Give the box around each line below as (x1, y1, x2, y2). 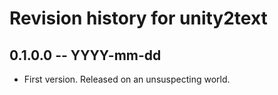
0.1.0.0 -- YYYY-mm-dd (9, 47, 162, 64)
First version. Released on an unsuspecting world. (23, 73, 231, 85)
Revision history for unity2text (9, 7, 268, 30)
